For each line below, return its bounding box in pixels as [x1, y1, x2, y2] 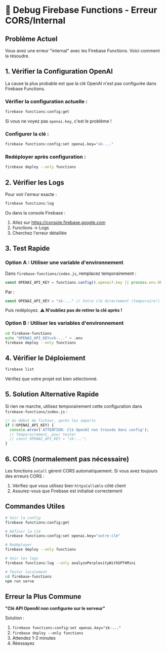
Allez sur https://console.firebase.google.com [12, 219, 106, 225]
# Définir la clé [5, 529, 41, 534]
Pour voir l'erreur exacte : [5, 191, 57, 197]
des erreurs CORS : [5, 473, 44, 479]
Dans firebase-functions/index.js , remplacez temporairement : [5, 270, 137, 276]
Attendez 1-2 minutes [12, 635, 56, 641]
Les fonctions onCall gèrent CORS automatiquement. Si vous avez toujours [5, 468, 158, 474]
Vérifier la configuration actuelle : [5, 98, 88, 105]
